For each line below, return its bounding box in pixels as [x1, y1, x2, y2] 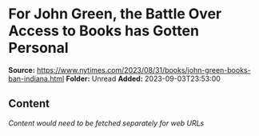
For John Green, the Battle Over [8, 5, 222, 23]
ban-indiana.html [8, 74, 65, 83]
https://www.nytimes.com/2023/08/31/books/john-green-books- [37, 65, 251, 74]
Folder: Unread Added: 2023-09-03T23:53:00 [66, 74, 221, 83]
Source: [8, 65, 36, 74]
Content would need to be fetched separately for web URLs [8, 118, 205, 128]
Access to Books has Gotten [8, 22, 200, 40]
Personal [8, 39, 70, 57]
